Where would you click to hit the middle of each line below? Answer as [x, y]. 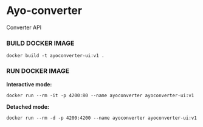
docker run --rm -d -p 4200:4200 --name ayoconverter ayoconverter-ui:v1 [102, 118]
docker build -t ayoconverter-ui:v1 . [55, 56]
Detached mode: [28, 106]
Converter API [24, 27]
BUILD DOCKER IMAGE [40, 43]
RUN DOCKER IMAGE [38, 71]
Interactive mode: [29, 84]
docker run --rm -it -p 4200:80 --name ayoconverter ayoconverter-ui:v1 [100, 95]
